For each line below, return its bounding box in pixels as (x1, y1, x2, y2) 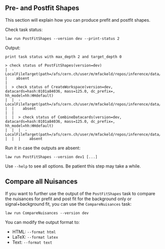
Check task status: (5, 27, 43, 33)
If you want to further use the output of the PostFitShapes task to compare (5, 190, 156, 196)
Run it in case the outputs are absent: (5, 145, 81, 151)
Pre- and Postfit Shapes (5, 4, 80, 12)
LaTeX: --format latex (12, 234, 58, 240)
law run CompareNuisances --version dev (5, 211, 89, 215)
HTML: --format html (12, 229, 56, 235)
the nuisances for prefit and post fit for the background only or (5, 196, 132, 202)
